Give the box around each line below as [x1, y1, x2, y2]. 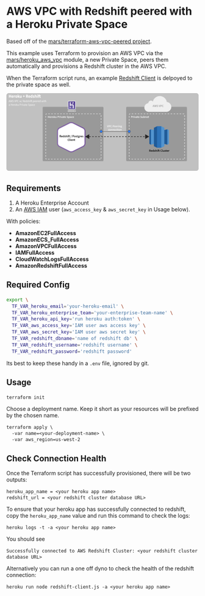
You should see [6, 535, 45, 543]
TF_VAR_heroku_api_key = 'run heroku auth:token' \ [12, 316, 140, 322]
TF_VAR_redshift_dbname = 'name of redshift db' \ [12, 336, 138, 342]
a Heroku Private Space [6, 17, 128, 31]
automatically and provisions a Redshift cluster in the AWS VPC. [6, 62, 167, 70]
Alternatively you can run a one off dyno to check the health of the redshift [6, 565, 194, 572]
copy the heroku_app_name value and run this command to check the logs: [6, 512, 190, 519]
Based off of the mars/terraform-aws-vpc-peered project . [6, 37, 152, 45]
